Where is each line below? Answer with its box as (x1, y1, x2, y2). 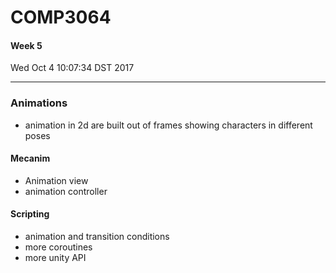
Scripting (10, 208, 50, 220)
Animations (10, 96, 68, 110)
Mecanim (10, 152, 51, 165)
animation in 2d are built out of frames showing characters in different (24, 119, 313, 131)
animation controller (24, 185, 108, 197)
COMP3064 (10, 6, 112, 29)
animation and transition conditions (24, 231, 170, 243)
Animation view (24, 174, 89, 186)
